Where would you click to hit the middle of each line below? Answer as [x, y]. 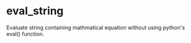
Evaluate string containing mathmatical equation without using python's [95, 27]
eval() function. [25, 33]
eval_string [35, 11]
